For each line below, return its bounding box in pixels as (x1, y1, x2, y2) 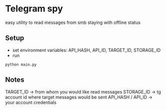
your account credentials (5, 99, 56, 105)
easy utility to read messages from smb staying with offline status (5, 19, 141, 25)
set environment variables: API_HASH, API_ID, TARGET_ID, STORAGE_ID (12, 47, 161, 53)
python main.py (5, 62, 37, 67)
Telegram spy (5, 3, 63, 14)
